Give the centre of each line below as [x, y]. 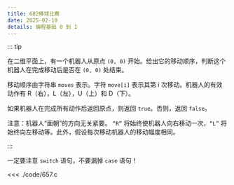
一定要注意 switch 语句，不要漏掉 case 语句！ [73, 160]
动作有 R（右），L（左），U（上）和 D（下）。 [71, 94]
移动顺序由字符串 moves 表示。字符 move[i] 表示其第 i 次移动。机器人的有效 [115, 85]
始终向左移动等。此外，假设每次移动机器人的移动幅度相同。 [93, 132]
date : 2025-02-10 [33, 20]
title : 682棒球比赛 [34, 14]
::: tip [15, 47]
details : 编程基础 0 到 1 [42, 27]
